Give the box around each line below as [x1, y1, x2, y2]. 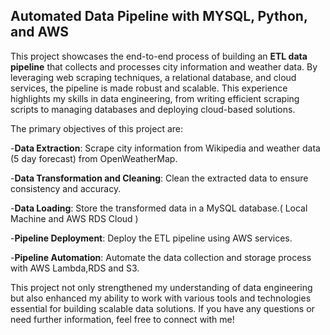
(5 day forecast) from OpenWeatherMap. [10, 152, 178, 164]
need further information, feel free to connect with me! [10, 313, 235, 325]
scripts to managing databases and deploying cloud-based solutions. [10, 103, 296, 115]
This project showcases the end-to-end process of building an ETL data [10, 50, 308, 62]
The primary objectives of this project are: [10, 122, 184, 134]
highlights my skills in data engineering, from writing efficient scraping [10, 92, 300, 104]
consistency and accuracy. [10, 182, 122, 194]
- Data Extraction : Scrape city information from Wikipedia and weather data [10, 142, 321, 154]
